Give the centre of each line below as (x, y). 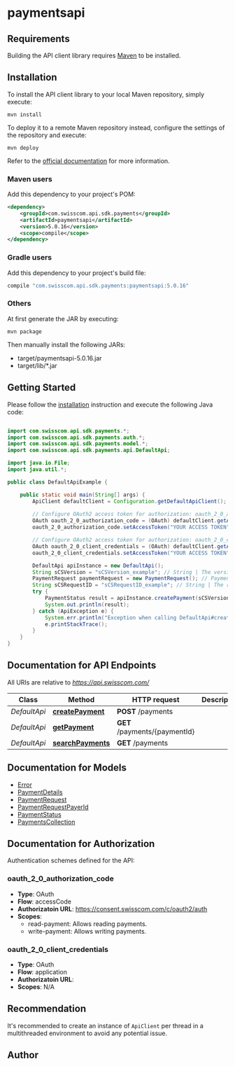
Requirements (38, 39)
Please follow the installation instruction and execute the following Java (110, 405)
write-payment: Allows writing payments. (87, 931)
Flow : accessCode (44, 902)
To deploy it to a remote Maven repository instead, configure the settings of (116, 127)
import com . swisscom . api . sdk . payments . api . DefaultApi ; (89, 450)
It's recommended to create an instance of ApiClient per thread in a (106, 1025)
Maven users (30, 178)
